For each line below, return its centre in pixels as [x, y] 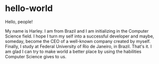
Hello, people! [19, 22]
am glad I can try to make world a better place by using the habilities [73, 51]
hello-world [29, 8]
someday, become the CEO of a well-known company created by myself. [78, 41]
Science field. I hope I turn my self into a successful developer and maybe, [79, 36]
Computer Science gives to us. [36, 56]
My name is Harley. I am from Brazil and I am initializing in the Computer [77, 31]
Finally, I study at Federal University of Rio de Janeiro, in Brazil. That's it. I [78, 46]
